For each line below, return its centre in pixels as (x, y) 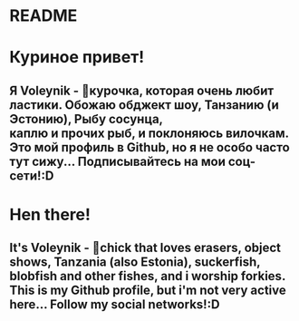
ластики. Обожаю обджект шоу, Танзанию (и (144, 105)
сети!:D (32, 175)
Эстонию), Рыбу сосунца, (87, 119)
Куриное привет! (77, 58)
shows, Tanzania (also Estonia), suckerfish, (135, 263)
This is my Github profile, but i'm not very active (148, 291)
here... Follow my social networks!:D (115, 305)
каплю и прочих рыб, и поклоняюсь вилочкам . (149, 133)
